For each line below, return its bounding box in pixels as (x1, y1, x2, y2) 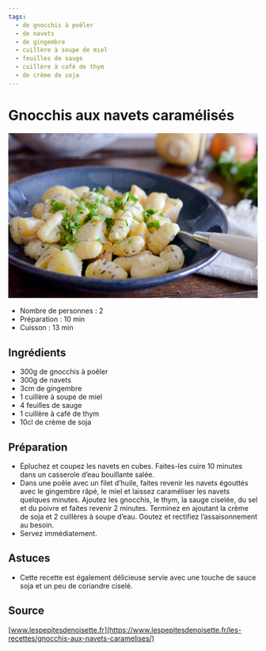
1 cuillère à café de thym (19, 409, 100, 419)
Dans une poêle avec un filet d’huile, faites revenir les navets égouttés (19, 478, 249, 488)
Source (8, 604, 45, 618)
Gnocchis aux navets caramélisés (8, 106, 235, 124)
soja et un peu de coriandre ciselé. (19, 581, 133, 590)
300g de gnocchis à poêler (19, 367, 108, 376)
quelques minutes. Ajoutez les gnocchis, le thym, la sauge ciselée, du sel (19, 495, 258, 504)
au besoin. (19, 520, 55, 530)
